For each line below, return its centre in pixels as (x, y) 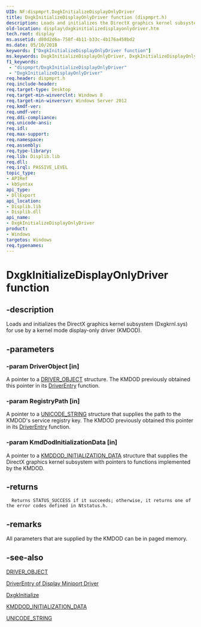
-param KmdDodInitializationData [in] (62, 442)
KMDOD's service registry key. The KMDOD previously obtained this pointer (100, 421)
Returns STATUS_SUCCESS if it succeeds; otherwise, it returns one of (101, 501)
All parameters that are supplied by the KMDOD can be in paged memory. (97, 538)
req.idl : (17, 129)
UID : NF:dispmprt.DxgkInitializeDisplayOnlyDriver (71, 12)
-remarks (24, 524)
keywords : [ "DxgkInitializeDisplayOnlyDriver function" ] (79, 51)
